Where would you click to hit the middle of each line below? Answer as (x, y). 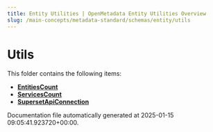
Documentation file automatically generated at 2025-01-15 (91, 115)
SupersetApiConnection (53, 102)
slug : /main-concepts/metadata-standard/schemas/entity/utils (99, 20)
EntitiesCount (37, 87)
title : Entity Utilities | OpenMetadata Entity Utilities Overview (107, 14)
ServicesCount (40, 94)
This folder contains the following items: (65, 74)
